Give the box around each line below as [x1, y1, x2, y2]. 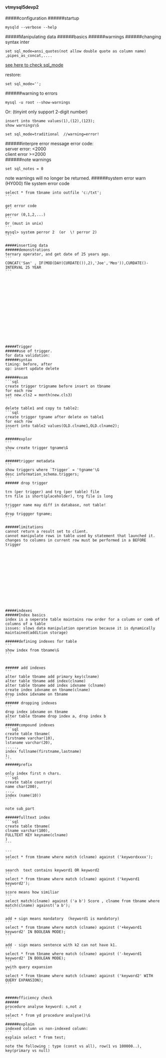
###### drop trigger [5, 481, 48, 486]
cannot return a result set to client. [5, 529, 88, 534]
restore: [5, 72, 21, 78]
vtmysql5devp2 [5, 4, 39, 10]
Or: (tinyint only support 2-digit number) [5, 109, 88, 115]
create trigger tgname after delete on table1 [5, 415, 104, 420]
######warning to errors [5, 91, 57, 97]
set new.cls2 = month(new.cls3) [5, 393, 72, 398]
